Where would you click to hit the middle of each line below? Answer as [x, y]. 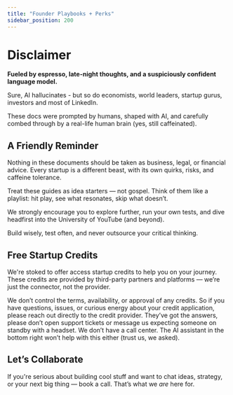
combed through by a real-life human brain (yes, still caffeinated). [102, 124]
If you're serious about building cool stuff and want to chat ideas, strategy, [115, 376]
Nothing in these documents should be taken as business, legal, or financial [116, 162]
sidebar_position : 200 [40, 20]
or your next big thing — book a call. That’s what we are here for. [101, 384]
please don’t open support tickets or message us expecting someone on [112, 323]
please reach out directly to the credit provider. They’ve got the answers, [113, 315]
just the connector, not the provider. [59, 287]
